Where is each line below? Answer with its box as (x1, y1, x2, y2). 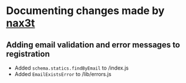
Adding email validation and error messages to (6, 40, 180, 50)
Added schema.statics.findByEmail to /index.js (14, 64, 129, 71)
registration (6, 49, 50, 59)
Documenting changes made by (6, 4, 165, 18)
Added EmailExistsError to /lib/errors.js (14, 71, 111, 77)
